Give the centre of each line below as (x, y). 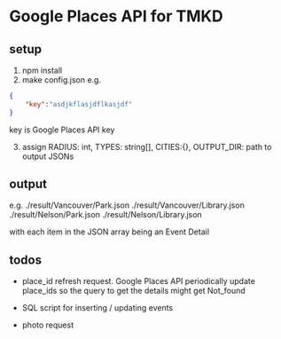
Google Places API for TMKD (116, 16)
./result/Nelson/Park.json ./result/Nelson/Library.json (105, 215)
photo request (47, 325)
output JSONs (48, 156)
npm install (42, 70)
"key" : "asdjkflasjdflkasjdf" (79, 104)
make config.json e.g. (62, 80)
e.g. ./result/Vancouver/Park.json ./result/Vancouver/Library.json (127, 205)
